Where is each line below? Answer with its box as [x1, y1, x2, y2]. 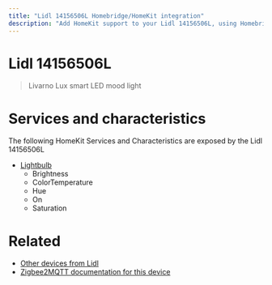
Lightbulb [19, 160, 53, 170]
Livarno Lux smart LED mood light [28, 81, 142, 91]
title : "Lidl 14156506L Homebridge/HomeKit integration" [8, 11, 205, 20]
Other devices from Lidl [19, 258, 100, 268]
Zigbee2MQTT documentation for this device [19, 267, 171, 277]
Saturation [32, 203, 67, 213]
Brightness [32, 169, 69, 179]
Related [8, 232, 61, 250]
